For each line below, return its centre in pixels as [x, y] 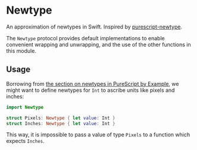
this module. [21, 50]
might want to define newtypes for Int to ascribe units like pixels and [90, 90]
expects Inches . [25, 141]
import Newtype [25, 107]
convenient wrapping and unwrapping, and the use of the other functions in [99, 44]
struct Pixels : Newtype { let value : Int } [61, 118]
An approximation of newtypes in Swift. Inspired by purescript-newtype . [94, 27]
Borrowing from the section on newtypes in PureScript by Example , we [93, 84]
